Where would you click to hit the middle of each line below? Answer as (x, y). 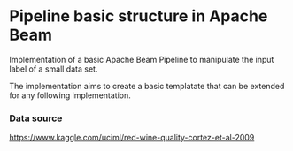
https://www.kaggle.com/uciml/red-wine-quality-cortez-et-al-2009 (132, 138)
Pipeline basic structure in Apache (139, 16)
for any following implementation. (70, 95)
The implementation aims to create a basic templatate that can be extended (147, 86)
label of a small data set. (54, 69)
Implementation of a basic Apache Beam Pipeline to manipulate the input (142, 59)
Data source (36, 118)
